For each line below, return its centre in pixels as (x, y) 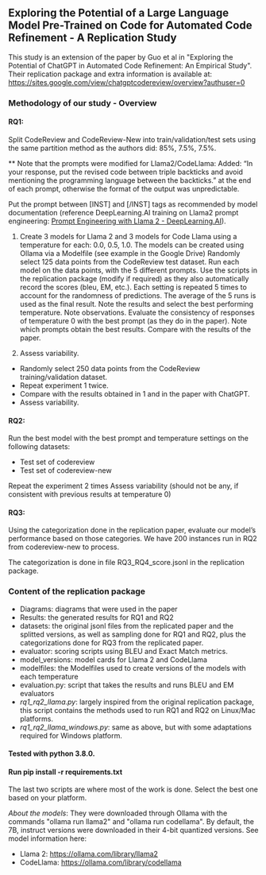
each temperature (49, 676)
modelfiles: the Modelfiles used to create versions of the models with (133, 668)
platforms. (37, 718)
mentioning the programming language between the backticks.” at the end (130, 180)
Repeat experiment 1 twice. (64, 385)
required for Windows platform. (71, 735)
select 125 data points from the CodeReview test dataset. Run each (129, 261)
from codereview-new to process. (64, 547)
